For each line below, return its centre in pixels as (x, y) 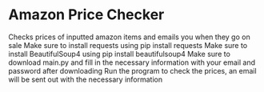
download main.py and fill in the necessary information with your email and (132, 62)
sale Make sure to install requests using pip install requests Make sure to (128, 45)
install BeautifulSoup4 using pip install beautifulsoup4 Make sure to (119, 54)
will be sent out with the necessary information (85, 79)
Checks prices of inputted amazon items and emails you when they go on (129, 37)
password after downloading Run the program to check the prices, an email (133, 70)
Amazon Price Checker (86, 15)
